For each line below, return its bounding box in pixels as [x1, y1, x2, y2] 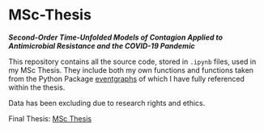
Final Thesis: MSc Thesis [8, 113, 92, 123]
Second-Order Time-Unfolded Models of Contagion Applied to [8, 32, 224, 42]
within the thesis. [8, 82, 66, 92]
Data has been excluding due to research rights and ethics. [8, 98, 206, 108]
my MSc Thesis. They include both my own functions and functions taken [8, 65, 253, 74]
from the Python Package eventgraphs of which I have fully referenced [8, 74, 245, 83]
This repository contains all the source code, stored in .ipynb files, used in [8, 57, 257, 66]
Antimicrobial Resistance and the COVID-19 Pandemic [8, 40, 196, 50]
